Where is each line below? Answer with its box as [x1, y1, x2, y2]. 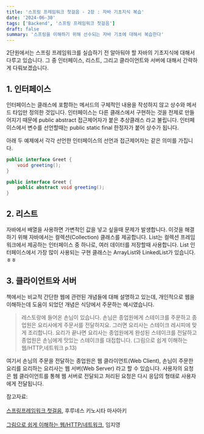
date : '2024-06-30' [6, 15, 56, 21]
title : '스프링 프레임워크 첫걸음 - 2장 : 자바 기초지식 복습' [6, 9, 144, 15]
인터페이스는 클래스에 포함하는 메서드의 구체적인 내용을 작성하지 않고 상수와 [6, 101, 186, 108]
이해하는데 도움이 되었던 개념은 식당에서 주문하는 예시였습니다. [6, 301, 155, 308]
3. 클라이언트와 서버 [6, 276, 77, 286]
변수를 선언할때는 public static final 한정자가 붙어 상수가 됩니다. [27, 124, 179, 131]
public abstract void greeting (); [17, 184, 105, 191]
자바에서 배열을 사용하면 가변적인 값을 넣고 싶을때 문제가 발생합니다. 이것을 [6, 226, 184, 233]
